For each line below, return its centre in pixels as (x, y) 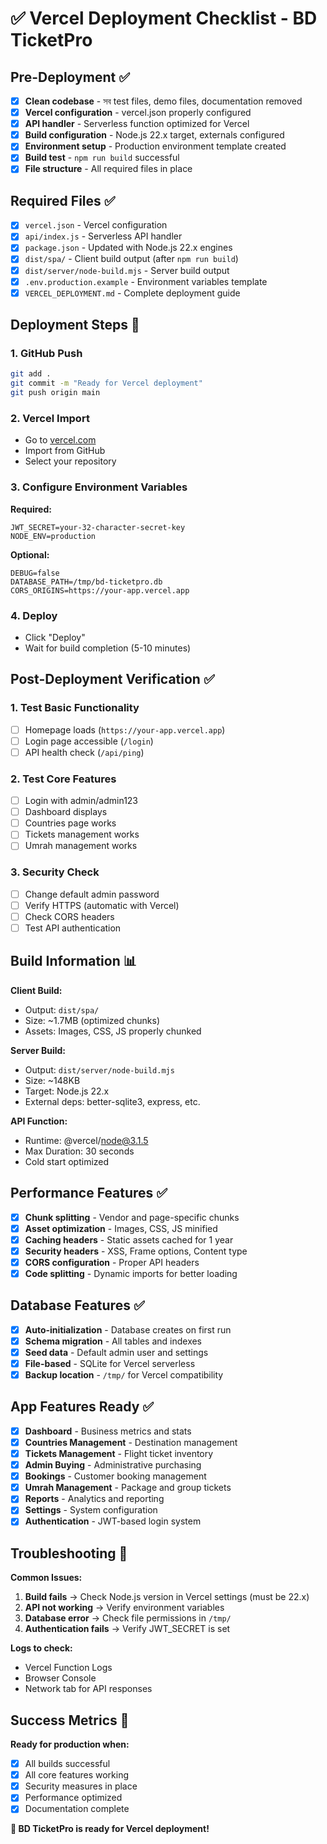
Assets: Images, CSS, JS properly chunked (113, 1031)
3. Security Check (55, 872)
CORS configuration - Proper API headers (112, 1262)
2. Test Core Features (63, 779)
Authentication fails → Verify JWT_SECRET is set (127, 1629)
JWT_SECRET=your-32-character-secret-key (98, 527)
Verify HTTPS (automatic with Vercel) (102, 905)
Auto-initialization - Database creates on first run (128, 1329)
